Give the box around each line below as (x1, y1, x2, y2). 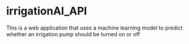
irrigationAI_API (6, 4, 87, 18)
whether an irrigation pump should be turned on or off (6, 30, 140, 37)
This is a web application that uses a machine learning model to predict (6, 24, 183, 31)
